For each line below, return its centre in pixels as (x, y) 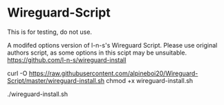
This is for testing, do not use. (49, 32)
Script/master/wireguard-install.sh (56, 80)
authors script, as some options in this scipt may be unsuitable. (97, 52)
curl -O (17, 73)
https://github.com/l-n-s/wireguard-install (67, 59)
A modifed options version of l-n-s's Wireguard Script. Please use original (112, 45)
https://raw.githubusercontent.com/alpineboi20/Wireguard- (113, 73)
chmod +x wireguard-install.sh (150, 80)
